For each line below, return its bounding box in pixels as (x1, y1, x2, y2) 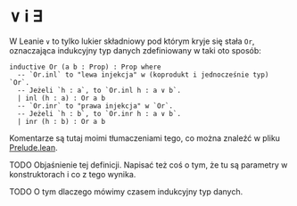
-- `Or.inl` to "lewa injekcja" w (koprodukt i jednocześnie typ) (17, 70, 269, 79)
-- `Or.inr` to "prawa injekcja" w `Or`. (17, 101, 174, 111)
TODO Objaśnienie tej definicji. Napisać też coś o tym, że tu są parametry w (9, 159, 288, 170)
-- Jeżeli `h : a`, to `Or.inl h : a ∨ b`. (17, 86, 181, 95)
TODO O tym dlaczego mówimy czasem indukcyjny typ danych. (9, 185, 243, 197)
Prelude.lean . (9, 142, 58, 152)
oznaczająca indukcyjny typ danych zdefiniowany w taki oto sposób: (9, 45, 261, 55)
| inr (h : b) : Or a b (17, 117, 105, 126)
